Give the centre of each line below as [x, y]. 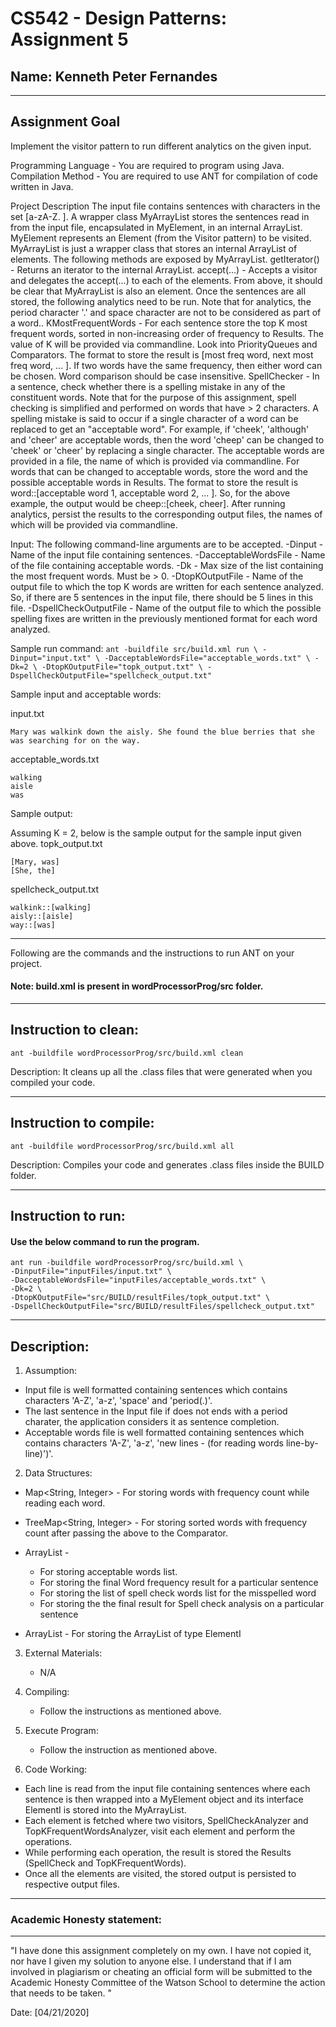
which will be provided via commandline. [94, 524]
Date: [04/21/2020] [50, 2013]
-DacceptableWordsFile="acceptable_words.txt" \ [207, 658]
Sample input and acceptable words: [86, 694]
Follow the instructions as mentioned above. [130, 1711]
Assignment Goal [65, 122]
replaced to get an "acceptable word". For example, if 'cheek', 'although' [160, 429]
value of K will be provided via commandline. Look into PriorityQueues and [164, 344]
